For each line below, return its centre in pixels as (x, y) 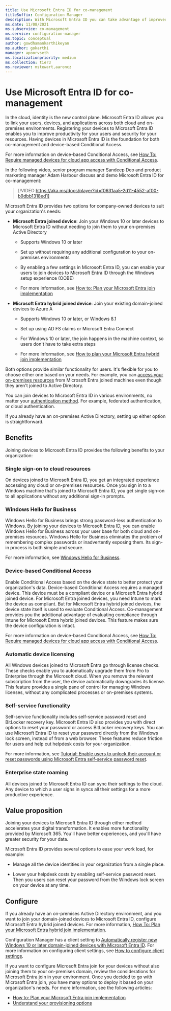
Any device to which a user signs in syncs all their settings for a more (78, 789)
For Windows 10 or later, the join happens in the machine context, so (92, 339)
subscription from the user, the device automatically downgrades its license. (85, 682)
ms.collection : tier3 (28, 62)
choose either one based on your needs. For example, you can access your (84, 375)
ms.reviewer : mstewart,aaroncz (38, 67)
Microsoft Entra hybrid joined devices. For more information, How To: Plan (83, 925)
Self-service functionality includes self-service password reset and (76, 717)
